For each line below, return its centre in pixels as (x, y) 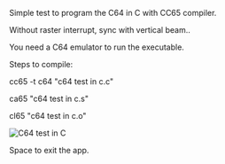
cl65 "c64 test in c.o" (48, 116)
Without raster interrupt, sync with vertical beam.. (100, 30)
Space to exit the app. (49, 150)
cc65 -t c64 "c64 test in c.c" (61, 82)
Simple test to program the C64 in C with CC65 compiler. (113, 13)
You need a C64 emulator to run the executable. (97, 47)
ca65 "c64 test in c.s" (49, 98)
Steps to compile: (41, 64)
